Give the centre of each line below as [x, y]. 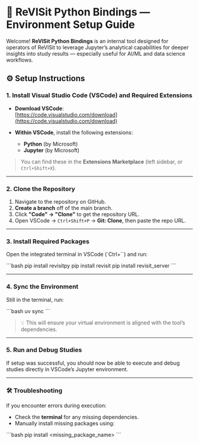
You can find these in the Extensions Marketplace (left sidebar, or [102, 162]
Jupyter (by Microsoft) [52, 150]
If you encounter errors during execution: [56, 406]
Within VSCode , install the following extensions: [74, 132]
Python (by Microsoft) [51, 144]
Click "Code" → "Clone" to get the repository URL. [77, 214]
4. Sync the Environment [42, 287]
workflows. [20, 60]
